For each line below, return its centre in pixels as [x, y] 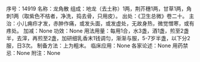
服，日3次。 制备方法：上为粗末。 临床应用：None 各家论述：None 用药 [95, 45]
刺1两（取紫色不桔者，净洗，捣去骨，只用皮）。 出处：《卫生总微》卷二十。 [97, 16]
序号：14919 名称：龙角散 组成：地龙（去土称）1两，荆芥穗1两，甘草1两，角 [99, 9]
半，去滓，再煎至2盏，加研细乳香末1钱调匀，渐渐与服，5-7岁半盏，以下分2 [99, 38]
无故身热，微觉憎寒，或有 [163, 23]
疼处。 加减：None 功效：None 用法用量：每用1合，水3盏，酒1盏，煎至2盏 [98, 31]
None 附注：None [39, 53]
